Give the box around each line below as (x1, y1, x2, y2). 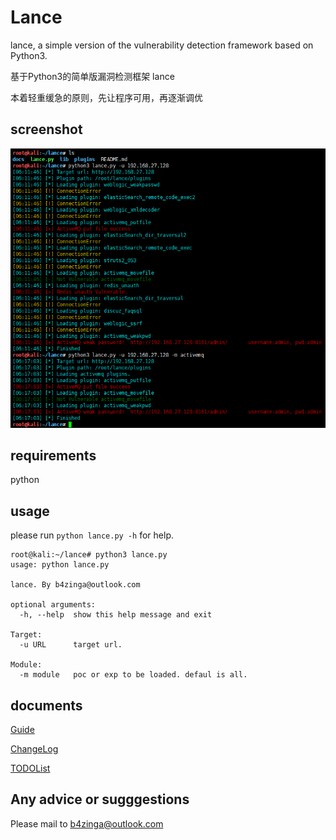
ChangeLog (10, 742, 59, 755)
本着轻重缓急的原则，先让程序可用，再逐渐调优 (10, 91, 203, 103)
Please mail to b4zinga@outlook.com (10, 817, 164, 830)
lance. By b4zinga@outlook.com (10, 580, 141, 590)
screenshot (10, 121, 83, 138)
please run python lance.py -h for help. (10, 529, 174, 541)
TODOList (10, 762, 51, 774)
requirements (10, 447, 97, 464)
